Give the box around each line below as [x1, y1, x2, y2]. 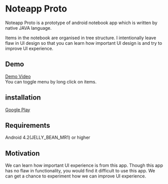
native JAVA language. [5, 25, 52, 31]
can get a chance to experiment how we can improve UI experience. [5, 173, 146, 179]
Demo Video [5, 73, 31, 79]
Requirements [5, 121, 50, 130]
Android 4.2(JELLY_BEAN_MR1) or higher [5, 134, 90, 141]
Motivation [5, 149, 40, 157]
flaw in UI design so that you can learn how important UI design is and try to [5, 40, 162, 46]
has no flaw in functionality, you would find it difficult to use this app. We [5, 168, 155, 174]
